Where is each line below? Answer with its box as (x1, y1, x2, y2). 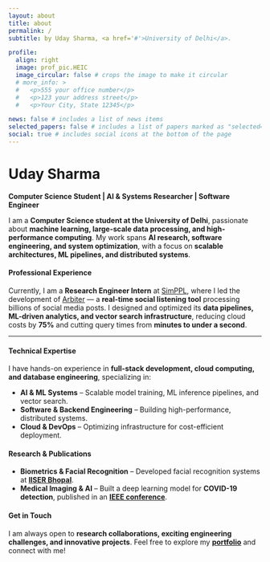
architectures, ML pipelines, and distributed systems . (8, 250, 191, 259)
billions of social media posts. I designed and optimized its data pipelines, (8, 303, 254, 313)
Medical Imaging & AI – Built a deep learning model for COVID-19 (19, 483, 238, 494)
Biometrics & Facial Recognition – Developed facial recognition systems (19, 466, 260, 476)
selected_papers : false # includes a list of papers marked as (8, 123, 225, 131)
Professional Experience (8, 268, 92, 278)
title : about (8, 19, 52, 27)
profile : (8, 49, 38, 57)
